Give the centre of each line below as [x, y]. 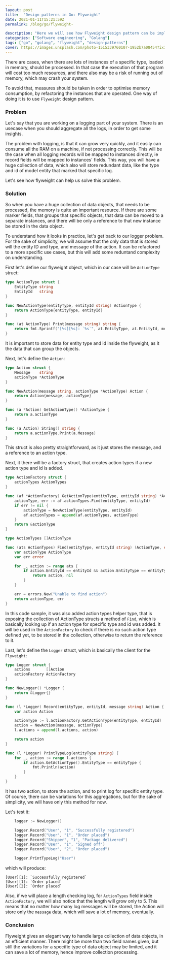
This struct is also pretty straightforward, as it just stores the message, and [83, 447]
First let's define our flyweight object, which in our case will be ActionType [82, 268]
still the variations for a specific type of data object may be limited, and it [81, 947]
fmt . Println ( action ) [54, 767]
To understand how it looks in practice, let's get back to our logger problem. [84, 236]
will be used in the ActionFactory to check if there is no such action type [81, 629]
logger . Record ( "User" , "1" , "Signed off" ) [60, 844]
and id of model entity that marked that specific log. [59, 171]
